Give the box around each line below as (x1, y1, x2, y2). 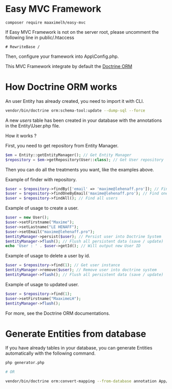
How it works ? (5, 133, 37, 139)
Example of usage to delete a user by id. (5, 253, 91, 259)
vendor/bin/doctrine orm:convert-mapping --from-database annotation (5, 379, 157, 384)
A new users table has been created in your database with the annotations (5, 117, 162, 123)
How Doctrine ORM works (5, 81, 118, 93)
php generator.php (5, 360, 45, 365)
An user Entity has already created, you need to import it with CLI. (5, 98, 144, 104)
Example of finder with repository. (5, 176, 77, 182)
